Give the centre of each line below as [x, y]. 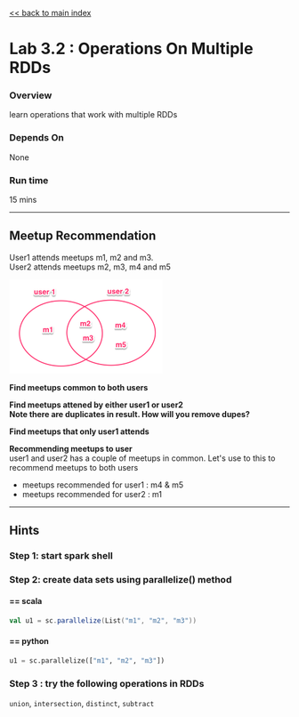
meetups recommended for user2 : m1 [92, 494]
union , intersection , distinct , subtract [82, 703]
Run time [29, 180]
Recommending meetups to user [71, 448]
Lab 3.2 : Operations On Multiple [131, 49]
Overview [31, 95]
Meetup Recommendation [83, 236]
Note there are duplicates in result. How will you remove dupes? [130, 414]
